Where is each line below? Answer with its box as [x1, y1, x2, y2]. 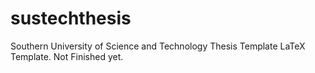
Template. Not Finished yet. [10, 50, 124, 62]
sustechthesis [10, 7, 132, 30]
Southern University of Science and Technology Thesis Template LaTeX [10, 40, 306, 52]
